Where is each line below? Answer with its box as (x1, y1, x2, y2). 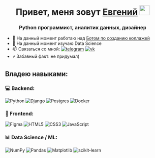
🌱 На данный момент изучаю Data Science (12, 40, 102, 46)
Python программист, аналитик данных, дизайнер (19, 24, 147, 31)
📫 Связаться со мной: (12, 46, 60, 52)
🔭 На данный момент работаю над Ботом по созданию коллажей (12, 35, 150, 41)
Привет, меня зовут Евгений (15, 6, 138, 18)
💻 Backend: (5, 84, 35, 91)
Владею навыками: (5, 70, 68, 78)
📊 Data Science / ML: (5, 134, 58, 141)
